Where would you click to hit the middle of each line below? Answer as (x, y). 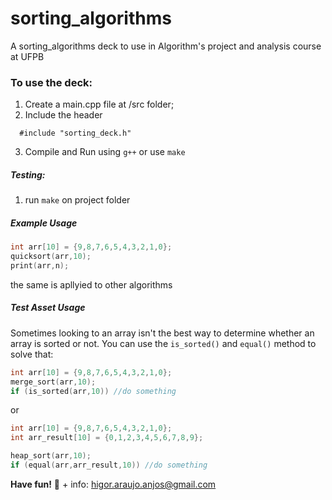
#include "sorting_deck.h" (75, 133)
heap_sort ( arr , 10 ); (51, 456)
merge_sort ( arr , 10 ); (53, 382)
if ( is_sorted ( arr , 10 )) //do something (93, 391)
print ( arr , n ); (40, 265)
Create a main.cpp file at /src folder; (99, 104)
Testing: (28, 174)
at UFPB (27, 56)
